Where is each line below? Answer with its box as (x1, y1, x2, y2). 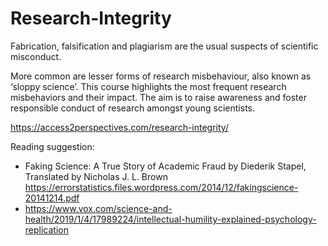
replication (24, 223, 69, 236)
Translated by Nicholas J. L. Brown (24, 170, 168, 182)
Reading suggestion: (10, 140, 95, 152)
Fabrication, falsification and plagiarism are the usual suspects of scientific (10, 40, 319, 52)
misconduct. (10, 50, 62, 62)
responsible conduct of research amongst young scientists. (10, 102, 256, 114)
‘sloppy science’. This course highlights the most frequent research (10, 80, 287, 92)
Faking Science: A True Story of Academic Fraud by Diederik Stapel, (24, 160, 307, 172)
